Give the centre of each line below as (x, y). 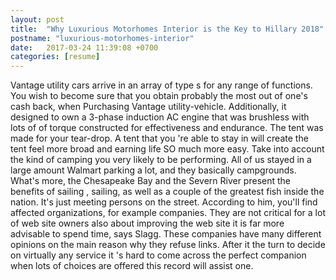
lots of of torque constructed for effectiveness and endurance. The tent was (167, 128)
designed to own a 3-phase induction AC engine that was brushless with (160, 117)
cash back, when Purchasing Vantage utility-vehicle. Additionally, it (148, 107)
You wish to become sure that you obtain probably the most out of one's (159, 96)
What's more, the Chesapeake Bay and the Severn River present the (150, 181)
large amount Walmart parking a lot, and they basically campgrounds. (153, 170)
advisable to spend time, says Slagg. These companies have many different (166, 234)
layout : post (37, 19)
